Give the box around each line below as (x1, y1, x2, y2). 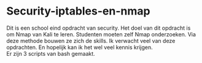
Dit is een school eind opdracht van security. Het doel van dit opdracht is (6, 24, 191, 31)
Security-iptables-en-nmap (6, 4, 150, 18)
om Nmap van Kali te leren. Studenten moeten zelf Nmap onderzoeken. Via (6, 30, 196, 38)
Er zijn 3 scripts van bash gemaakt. (6, 50, 95, 57)
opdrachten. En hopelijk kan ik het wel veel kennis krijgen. (6, 44, 153, 51)
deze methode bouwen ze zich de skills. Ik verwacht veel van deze (6, 37, 176, 44)
